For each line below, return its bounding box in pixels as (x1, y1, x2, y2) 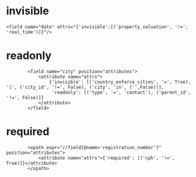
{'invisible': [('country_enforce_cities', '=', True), (48, 79, 191, 85)
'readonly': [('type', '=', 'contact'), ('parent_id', (51, 89, 191, 95)
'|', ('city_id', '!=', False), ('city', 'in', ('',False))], (6, 84, 164, 90)
